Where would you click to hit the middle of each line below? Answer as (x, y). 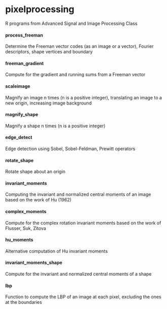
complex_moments (26, 211)
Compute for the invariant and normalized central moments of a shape (78, 274)
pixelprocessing (40, 9)
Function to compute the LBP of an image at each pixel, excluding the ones (83, 297)
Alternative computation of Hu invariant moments (56, 251)
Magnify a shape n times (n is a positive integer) (55, 126)
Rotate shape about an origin (35, 171)
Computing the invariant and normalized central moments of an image (78, 194)
